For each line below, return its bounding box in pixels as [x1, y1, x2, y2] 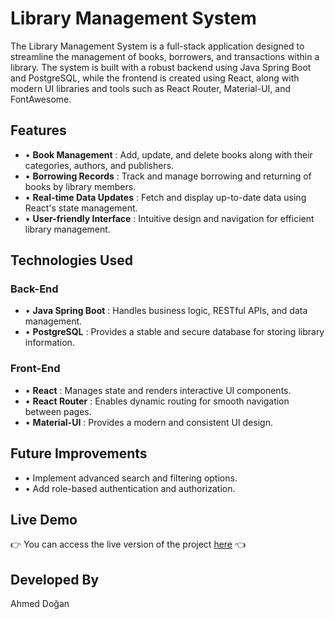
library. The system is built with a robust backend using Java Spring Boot [10, 61, 312, 73]
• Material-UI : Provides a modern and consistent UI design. [24, 416, 273, 428]
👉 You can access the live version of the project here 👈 [10, 538, 247, 551]
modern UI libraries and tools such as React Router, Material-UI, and [10, 82, 292, 94]
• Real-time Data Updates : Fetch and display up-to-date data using [24, 191, 307, 203]
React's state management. [24, 202, 138, 214]
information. [24, 337, 75, 349]
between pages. [24, 405, 92, 417]
